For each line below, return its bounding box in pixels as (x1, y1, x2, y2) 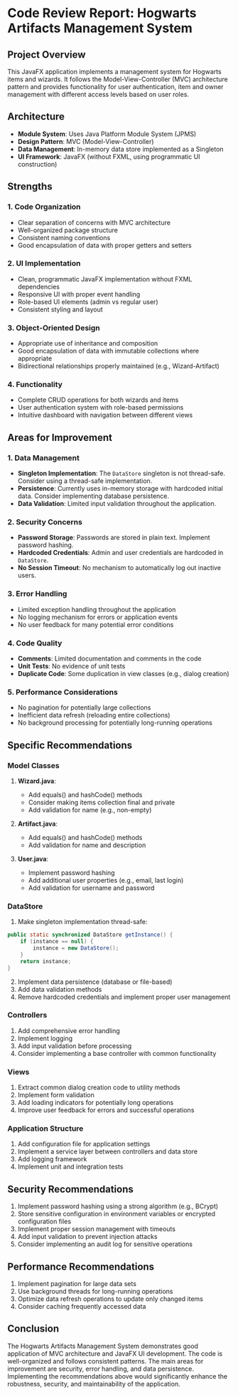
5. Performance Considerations (7, 687, 119, 697)
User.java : (17, 854, 48, 863)
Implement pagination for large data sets (17, 1280, 137, 1288)
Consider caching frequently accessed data (17, 1302, 146, 1311)
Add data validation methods (17, 985, 102, 993)
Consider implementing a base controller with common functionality (17, 1049, 217, 1057)
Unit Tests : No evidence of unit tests (17, 661, 126, 670)
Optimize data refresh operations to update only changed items (17, 1295, 204, 1303)
